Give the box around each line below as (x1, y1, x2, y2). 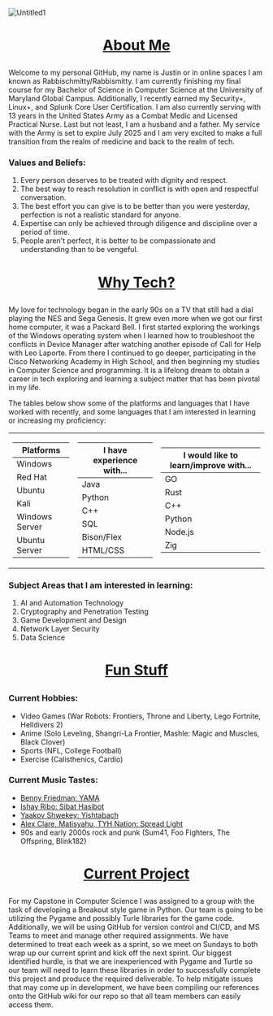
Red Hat (16, 471, 47, 483)
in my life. (8, 382, 41, 392)
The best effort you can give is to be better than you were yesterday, (19, 202, 250, 211)
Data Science (19, 632, 66, 642)
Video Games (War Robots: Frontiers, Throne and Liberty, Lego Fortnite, (19, 711, 262, 721)
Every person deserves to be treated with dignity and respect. (19, 176, 228, 185)
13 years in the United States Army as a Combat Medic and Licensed (8, 111, 238, 121)
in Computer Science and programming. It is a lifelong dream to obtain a (8, 365, 250, 375)
